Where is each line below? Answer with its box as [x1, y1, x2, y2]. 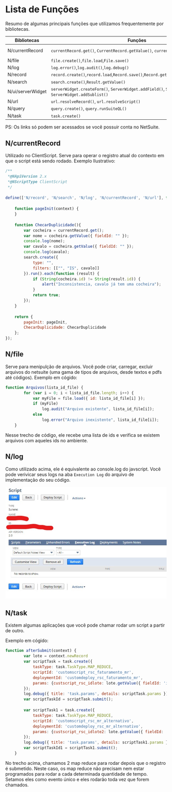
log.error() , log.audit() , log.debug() [51, 65, 130, 71]
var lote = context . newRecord [24, 654, 88, 659]
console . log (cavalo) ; [24, 249, 70, 254]
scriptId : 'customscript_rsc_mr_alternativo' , [32, 718, 134, 723]
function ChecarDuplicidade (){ [14, 222, 81, 227]
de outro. [5, 628, 25, 634]
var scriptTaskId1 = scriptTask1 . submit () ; [24, 745, 118, 751]
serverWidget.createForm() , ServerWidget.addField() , [51, 85, 165, 92]
